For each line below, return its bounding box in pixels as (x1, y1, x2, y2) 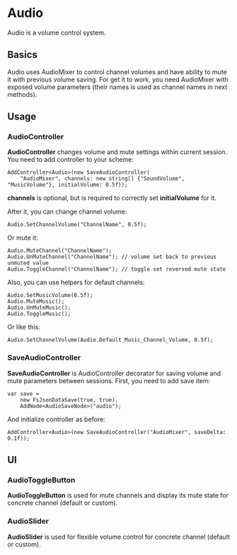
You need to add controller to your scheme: (7, 156, 134, 164)
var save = (7, 390, 40, 397)
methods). (7, 90, 37, 98)
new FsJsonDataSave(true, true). (20, 396, 119, 404)
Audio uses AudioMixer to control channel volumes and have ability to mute (7, 67, 228, 76)
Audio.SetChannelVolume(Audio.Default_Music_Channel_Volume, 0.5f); (7, 337, 214, 344)
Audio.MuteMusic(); (7, 298, 65, 305)
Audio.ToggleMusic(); (7, 310, 71, 317)
